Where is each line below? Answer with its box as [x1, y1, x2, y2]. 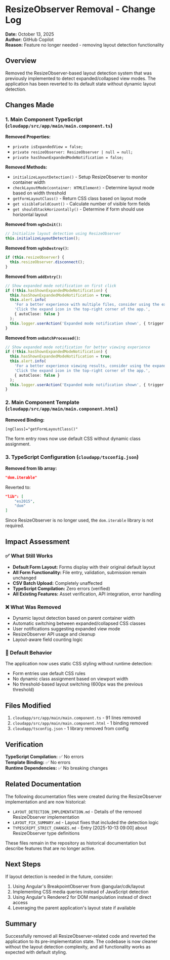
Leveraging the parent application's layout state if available [12, 905, 136, 911]
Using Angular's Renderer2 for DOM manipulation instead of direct [12, 894, 152, 900]
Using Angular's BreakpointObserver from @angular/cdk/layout [12, 883, 145, 889]
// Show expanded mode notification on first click [5, 283, 116, 288]
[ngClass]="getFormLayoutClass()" [5, 426, 78, 431]
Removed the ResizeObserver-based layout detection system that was [5, 70, 152, 76]
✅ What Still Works [5, 552, 53, 559]
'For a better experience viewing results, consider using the [14, 364, 151, 369]
